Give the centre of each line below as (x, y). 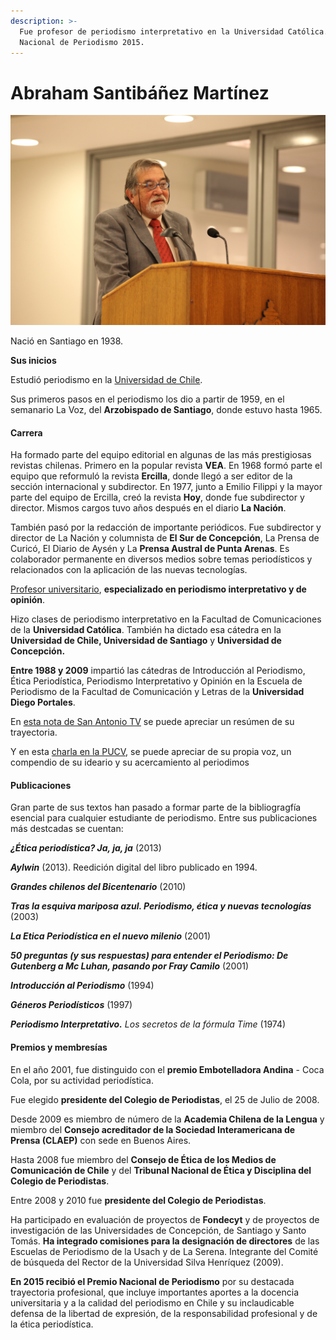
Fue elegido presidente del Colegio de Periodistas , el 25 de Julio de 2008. (165, 1099)
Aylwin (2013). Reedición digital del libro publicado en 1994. (134, 867)
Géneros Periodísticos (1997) (71, 1005)
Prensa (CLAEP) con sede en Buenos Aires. (101, 1140)
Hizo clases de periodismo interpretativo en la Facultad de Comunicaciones (166, 619)
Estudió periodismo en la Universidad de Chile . (106, 379)
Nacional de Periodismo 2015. (82, 42)
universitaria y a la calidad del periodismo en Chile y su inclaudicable (152, 1302)
